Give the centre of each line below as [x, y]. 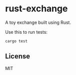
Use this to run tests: [26, 32]
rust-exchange [37, 9]
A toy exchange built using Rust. [38, 22]
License [18, 56]
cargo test [16, 41]
